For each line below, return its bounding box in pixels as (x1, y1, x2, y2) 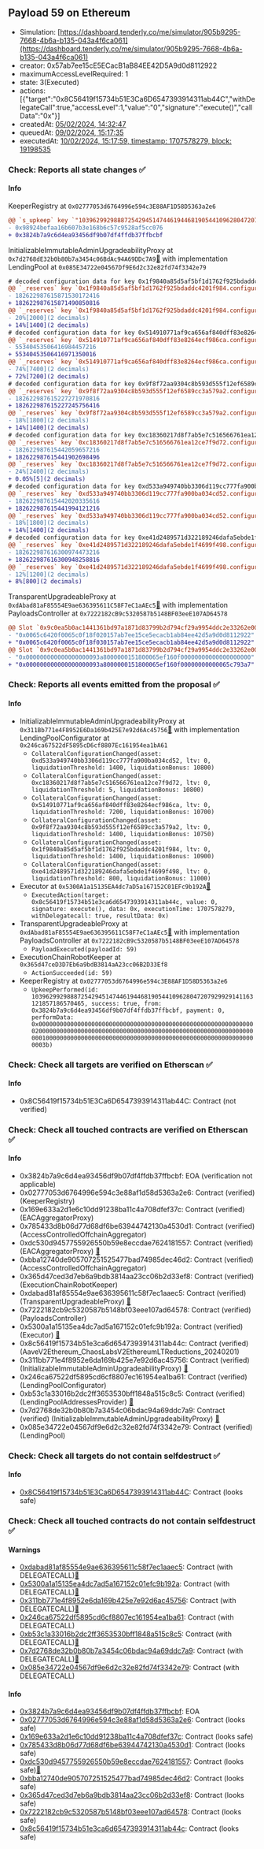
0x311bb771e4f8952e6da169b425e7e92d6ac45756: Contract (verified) (19, 1355, 250, 1364)
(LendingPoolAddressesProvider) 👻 (19, 1397, 134, 1406)
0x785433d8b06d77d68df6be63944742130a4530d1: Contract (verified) (19, 1221, 255, 1230)
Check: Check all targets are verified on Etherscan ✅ (8, 1059, 214, 1070)
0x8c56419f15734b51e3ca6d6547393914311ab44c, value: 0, (31, 898, 218, 906)
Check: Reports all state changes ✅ (8, 164, 146, 175)
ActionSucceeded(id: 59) (31, 969, 113, 977)
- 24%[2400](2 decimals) (8, 468, 90, 476)
